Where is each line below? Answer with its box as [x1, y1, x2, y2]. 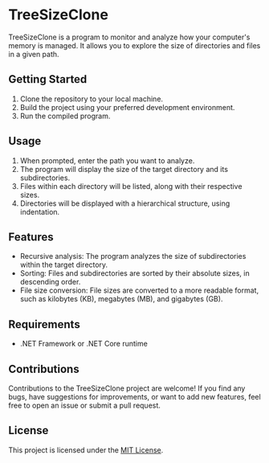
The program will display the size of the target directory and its [19, 164, 229, 174]
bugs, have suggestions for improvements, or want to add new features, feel [8, 392, 261, 401]
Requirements [8, 318, 80, 331]
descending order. [19, 277, 81, 287]
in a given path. [8, 49, 59, 59]
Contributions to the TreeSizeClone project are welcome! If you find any [8, 383, 246, 393]
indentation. [19, 207, 60, 216]
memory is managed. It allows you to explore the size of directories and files [8, 40, 261, 50]
